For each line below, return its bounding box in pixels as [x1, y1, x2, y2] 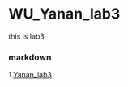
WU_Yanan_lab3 [8, 5, 121, 23]
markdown [8, 52, 52, 63]
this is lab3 [8, 31, 45, 41]
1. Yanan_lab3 [8, 70, 53, 80]
